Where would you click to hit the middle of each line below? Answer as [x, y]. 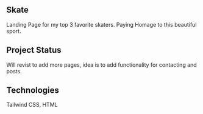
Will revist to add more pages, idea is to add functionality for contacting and [101, 65]
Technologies [33, 90]
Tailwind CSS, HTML [32, 105]
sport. [14, 31]
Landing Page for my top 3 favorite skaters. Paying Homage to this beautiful [101, 24]
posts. [14, 71]
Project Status [34, 50]
